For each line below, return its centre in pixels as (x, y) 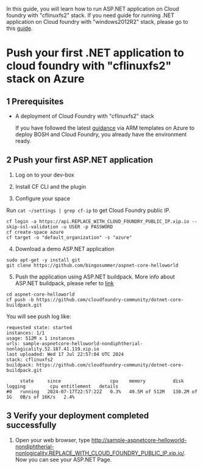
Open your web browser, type (52, 440)
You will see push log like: (39, 316)
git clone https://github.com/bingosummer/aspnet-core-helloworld (92, 265)
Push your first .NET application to (95, 53)
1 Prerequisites (35, 101)
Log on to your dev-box (45, 175)
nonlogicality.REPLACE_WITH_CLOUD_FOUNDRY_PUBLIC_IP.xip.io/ (99, 453)
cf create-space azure (35, 232)
